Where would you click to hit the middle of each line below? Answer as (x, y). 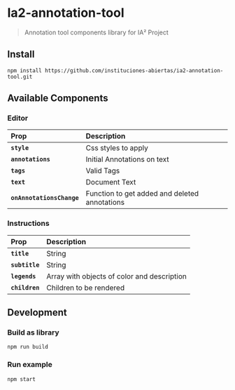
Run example (30, 365)
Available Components (58, 99)
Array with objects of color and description (116, 276)
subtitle (25, 265)
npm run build (28, 347)
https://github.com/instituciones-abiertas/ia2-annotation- (134, 70)
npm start (22, 379)
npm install (24, 70)
